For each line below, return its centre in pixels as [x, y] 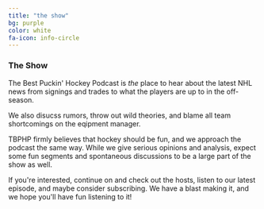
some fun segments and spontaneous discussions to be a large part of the [130, 156]
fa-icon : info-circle [44, 38]
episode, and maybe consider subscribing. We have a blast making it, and [129, 188]
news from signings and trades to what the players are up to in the [117, 91]
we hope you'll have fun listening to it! [70, 196]
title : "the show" [38, 15]
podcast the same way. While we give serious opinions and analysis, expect [132, 147]
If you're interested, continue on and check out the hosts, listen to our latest [132, 180]
